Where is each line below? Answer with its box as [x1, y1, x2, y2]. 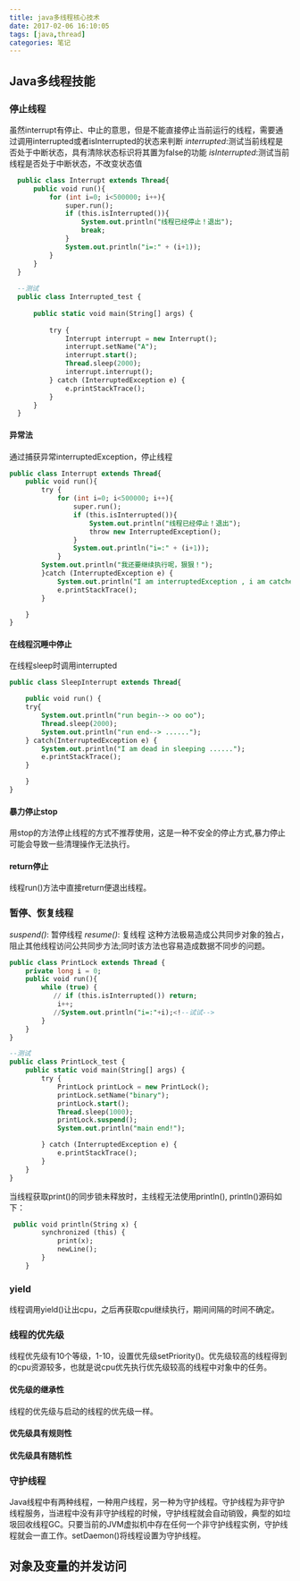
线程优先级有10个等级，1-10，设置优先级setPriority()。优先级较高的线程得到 [9, 1351, 287, 1362]
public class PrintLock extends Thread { [9, 958, 166, 967]
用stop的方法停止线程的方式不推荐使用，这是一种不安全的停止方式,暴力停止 [9, 827, 286, 838]
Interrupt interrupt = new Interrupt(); [65, 334, 218, 343]
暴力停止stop [9, 806, 58, 816]
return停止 [9, 860, 49, 871]
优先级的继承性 [9, 1384, 64, 1395]
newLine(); [56, 1245, 98, 1254]
